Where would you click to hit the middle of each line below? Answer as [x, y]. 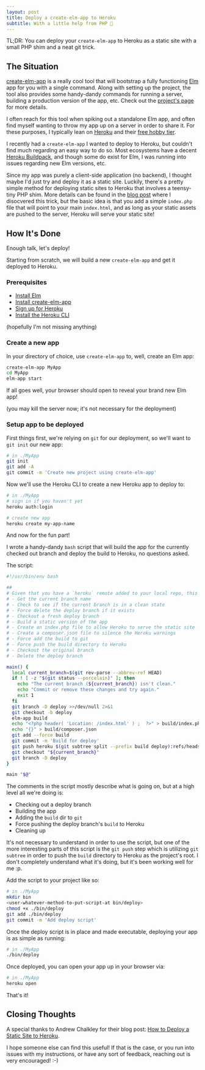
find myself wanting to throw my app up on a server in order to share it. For [101, 125]
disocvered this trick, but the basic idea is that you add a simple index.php [99, 201]
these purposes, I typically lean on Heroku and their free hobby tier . [91, 132]
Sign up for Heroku [39, 309]
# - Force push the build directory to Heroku [67, 645]
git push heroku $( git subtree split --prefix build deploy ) [91, 747]
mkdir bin [19, 897]
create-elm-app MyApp [34, 367]
